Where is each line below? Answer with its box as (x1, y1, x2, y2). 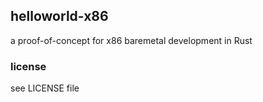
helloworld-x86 (10, 8, 109, 25)
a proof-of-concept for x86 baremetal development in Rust (10, 34, 253, 46)
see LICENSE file (10, 82, 80, 94)
